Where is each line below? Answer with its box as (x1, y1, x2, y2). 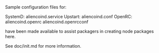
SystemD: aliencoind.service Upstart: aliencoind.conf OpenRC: (5, 14, 132, 19)
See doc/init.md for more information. (5, 43, 81, 49)
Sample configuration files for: (5, 4, 66, 10)
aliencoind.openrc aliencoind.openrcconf (5, 19, 89, 25)
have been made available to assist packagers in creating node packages (5, 28, 154, 34)
